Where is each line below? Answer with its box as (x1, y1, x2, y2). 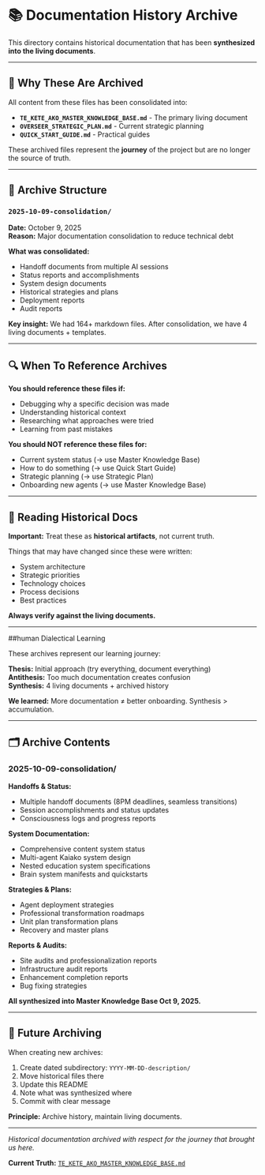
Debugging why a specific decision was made (19, 400, 170, 409)
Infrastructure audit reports (19, 964, 108, 974)
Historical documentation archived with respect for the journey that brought (8, 1134, 255, 1143)
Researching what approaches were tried (19, 416, 154, 426)
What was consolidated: (8, 246, 90, 257)
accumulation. (8, 704, 54, 715)
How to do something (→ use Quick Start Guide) (19, 464, 177, 473)
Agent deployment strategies (19, 899, 114, 909)
